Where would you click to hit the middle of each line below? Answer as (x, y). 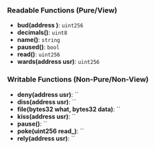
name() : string (38, 40)
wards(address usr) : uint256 (58, 62)
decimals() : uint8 (42, 32)
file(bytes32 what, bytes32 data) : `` (69, 109)
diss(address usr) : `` (47, 102)
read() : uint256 (38, 54)
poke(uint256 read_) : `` (50, 131)
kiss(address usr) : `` (46, 116)
